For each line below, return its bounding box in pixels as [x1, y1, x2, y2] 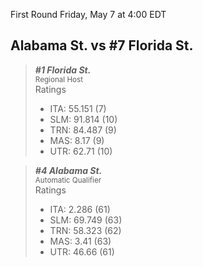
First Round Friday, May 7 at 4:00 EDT [10, 9, 167, 20]
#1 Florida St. [34, 64, 92, 76]
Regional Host [34, 74, 84, 84]
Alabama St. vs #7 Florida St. [10, 37, 194, 54]
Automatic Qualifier [34, 175, 102, 185]
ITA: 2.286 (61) [49, 203, 111, 215]
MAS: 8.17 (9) [49, 134, 105, 146]
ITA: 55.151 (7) [49, 102, 107, 114]
